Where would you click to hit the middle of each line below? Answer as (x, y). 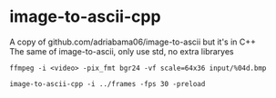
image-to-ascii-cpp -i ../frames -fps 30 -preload (107, 83)
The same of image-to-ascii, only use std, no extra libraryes (122, 51)
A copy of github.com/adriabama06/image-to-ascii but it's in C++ (133, 42)
